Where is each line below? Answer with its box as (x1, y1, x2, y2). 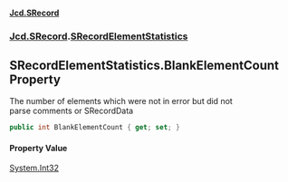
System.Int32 (9, 163, 59, 174)
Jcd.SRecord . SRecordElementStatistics (9, 30, 188, 43)
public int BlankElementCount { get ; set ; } (9, 123, 180, 132)
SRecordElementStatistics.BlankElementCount (9, 57, 279, 72)
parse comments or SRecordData (9, 105, 134, 117)
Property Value (9, 142, 68, 153)
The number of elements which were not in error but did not (9, 96, 233, 107)
